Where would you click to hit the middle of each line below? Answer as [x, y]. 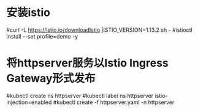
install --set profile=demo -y [42, 36]
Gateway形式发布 [51, 79]
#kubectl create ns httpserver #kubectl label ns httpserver [80, 95]
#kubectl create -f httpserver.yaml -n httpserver [114, 102]
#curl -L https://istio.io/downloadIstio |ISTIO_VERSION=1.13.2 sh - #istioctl [99, 30]
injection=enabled [29, 102]
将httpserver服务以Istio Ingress [87, 63]
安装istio [29, 13]
